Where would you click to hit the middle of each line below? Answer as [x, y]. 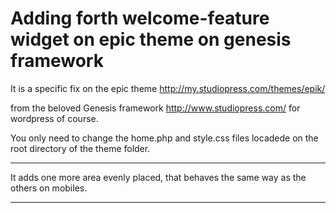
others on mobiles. [49, 188]
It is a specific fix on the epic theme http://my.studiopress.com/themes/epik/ [168, 88]
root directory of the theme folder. [80, 148]
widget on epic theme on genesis [151, 39]
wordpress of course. [54, 118]
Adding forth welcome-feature [140, 18]
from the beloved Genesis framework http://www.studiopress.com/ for [155, 108]
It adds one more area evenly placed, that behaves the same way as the [158, 177]
